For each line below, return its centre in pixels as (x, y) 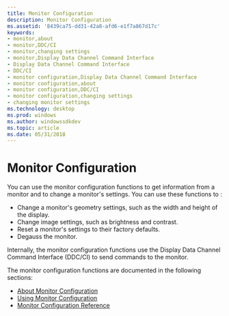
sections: (20, 278)
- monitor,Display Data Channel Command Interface (81, 58)
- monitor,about (30, 39)
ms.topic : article (33, 128)
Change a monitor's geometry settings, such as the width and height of (117, 208)
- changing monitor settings (49, 103)
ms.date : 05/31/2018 (37, 134)
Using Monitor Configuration (57, 298)
